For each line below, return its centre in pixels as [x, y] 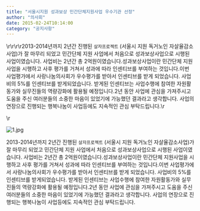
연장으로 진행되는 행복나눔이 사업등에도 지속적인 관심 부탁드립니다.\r [86, 106]
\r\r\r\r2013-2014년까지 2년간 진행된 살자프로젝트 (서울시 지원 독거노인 [87, 46]
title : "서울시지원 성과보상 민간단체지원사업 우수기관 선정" [71, 12]
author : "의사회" [26, 17]
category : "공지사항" [30, 28]
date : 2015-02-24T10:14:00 [40, 23]
